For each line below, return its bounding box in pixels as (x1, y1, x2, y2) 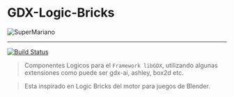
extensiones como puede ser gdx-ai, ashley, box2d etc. (24, 68, 184, 77)
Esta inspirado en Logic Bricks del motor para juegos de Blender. (24, 82, 211, 90)
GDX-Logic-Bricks (7, 5, 115, 21)
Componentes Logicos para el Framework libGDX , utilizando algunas (24, 61, 218, 69)
